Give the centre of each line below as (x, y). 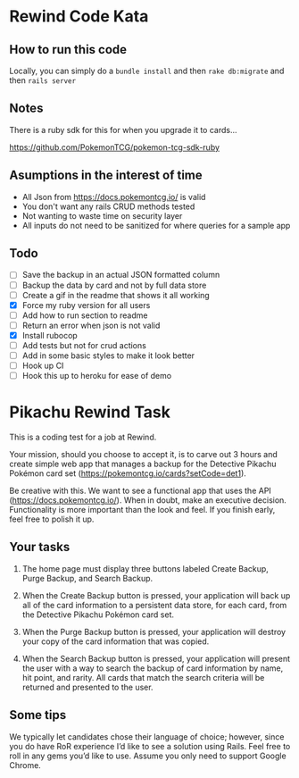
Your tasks (40, 547)
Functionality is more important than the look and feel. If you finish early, (142, 510)
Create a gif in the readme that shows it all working (116, 295)
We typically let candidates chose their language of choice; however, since (147, 736)
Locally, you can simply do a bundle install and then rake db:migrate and (147, 71)
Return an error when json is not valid (91, 325)
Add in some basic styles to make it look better (108, 356)
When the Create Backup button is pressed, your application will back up (156, 595)
